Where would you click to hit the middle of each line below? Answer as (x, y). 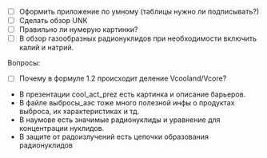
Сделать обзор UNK (53, 21)
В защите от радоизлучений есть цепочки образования (114, 137)
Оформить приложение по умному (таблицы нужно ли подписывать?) (139, 12)
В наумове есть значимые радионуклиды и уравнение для (120, 120)
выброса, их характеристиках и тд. (79, 112)
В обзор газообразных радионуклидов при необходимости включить (138, 38)
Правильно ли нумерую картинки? (78, 30)
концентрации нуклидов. (62, 128)
